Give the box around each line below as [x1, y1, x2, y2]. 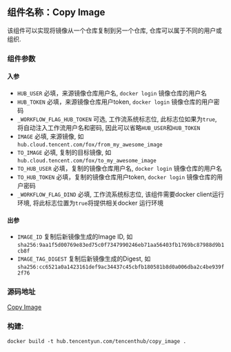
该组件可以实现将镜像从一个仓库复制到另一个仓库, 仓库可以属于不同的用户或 [7, 26, 222, 35]
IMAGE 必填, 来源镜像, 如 [17, 132, 84, 140]
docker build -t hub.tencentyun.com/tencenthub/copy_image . [7, 337, 187, 344]
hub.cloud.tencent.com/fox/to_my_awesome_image [17, 157, 157, 164]
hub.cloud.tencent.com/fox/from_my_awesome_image [17, 141, 163, 148]
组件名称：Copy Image [7, 6, 106, 19]
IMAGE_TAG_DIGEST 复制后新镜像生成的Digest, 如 [17, 254, 151, 263]
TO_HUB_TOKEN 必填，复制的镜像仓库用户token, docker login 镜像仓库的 [17, 172, 217, 181]
